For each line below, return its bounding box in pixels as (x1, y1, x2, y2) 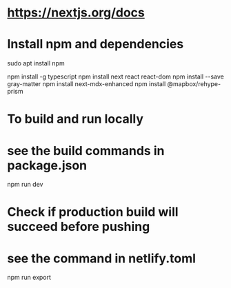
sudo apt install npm (7, 59, 65, 68)
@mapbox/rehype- (167, 80, 221, 88)
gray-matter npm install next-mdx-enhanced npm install (7, 80, 166, 88)
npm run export (7, 274, 52, 282)
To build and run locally (7, 112, 143, 127)
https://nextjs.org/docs (7, 5, 145, 21)
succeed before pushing (7, 219, 150, 235)
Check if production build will (7, 205, 179, 220)
